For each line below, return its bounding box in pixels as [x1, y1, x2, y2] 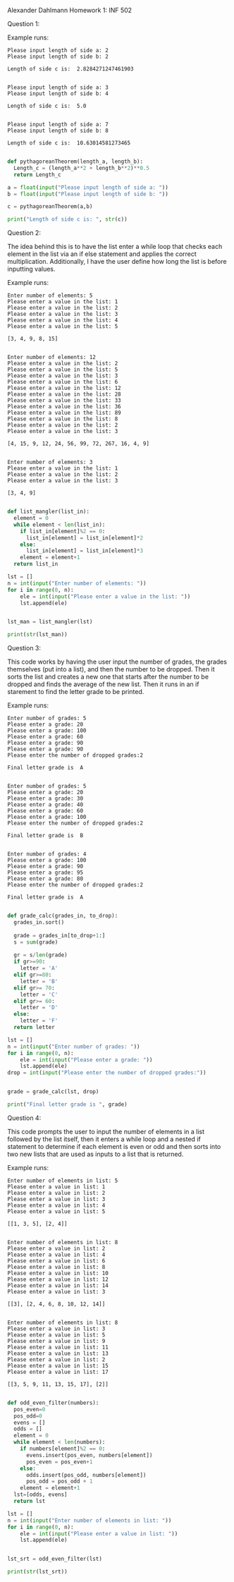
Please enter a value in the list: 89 [7, 409, 121, 417]
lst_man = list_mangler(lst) [7, 619, 93, 626]
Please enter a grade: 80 [7, 875, 83, 882]
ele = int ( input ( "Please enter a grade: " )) [20, 1056, 153, 1064]
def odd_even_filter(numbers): [7, 1399, 99, 1406]
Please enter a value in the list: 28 [7, 391, 121, 398]
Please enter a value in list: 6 [7, 1257, 106, 1265]
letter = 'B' [20, 978, 58, 985]
